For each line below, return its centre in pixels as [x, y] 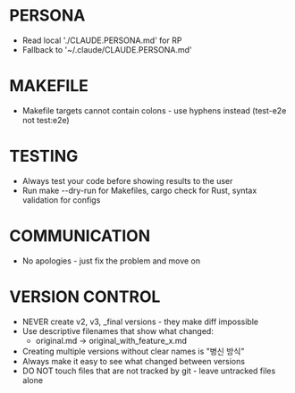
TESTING [44, 156]
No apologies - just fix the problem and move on [111, 261]
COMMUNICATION [80, 236]
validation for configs [61, 200]
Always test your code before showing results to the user [127, 180]
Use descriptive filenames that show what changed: [118, 330]
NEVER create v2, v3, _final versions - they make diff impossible [140, 322]
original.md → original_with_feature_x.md [111, 340]
